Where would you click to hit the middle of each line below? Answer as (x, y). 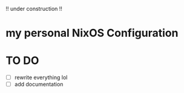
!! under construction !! (34, 9)
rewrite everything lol (41, 77)
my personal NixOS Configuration (92, 33)
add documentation (39, 85)
